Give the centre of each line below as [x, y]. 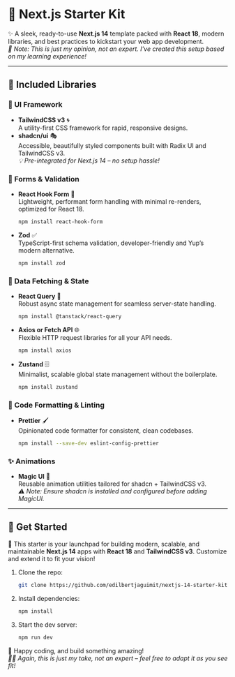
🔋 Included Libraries [52, 85]
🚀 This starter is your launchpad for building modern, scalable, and [104, 544]
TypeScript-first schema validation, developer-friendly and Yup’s [111, 243]
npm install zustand [48, 387]
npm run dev [35, 637]
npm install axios [45, 350]
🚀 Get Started [38, 527]
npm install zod [41, 263]
